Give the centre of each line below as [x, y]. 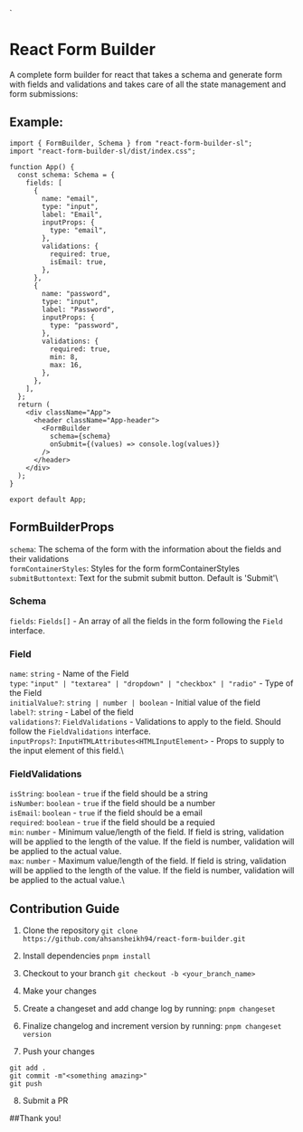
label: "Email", [72, 214]
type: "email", [78, 230]
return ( [34, 404]
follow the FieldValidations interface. [80, 731]
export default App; [48, 499]
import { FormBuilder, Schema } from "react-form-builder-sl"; [131, 143]
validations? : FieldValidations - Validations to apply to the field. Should [146, 722]
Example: [36, 123]
